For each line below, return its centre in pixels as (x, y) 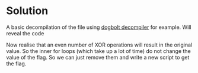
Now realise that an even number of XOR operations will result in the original (99, 45)
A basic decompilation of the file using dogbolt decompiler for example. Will (99, 27)
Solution (27, 11)
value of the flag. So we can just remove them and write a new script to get (98, 57)
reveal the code (25, 33)
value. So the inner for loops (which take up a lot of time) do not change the (98, 51)
